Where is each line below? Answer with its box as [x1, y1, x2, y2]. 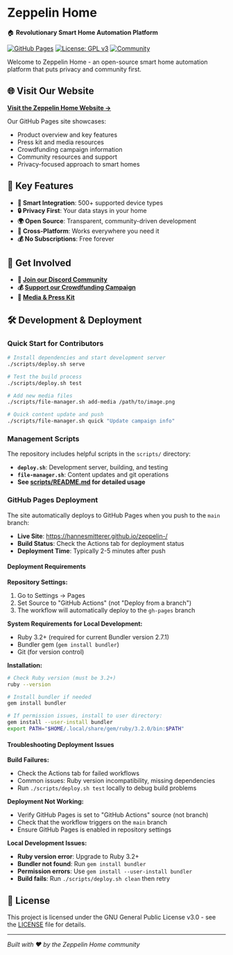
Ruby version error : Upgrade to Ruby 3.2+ [17, 852, 139, 861]
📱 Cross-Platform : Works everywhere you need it [17, 227, 159, 235]
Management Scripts [7, 433, 80, 443]
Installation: [7, 661, 43, 669]
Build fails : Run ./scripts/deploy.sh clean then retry [17, 875, 171, 883]
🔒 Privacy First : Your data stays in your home [17, 206, 147, 214]
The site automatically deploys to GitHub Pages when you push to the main [7, 511, 221, 519]
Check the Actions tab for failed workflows [17, 769, 140, 777]
